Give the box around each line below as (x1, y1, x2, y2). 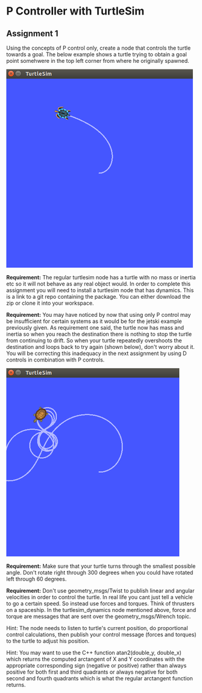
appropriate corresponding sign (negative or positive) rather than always (6, 662, 187, 669)
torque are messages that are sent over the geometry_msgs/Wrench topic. (6, 613, 191, 620)
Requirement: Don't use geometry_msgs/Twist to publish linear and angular (6, 587, 195, 594)
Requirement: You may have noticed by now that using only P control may (6, 311, 191, 318)
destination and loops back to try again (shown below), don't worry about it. (6, 343, 195, 350)
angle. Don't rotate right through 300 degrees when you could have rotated (6, 569, 194, 576)
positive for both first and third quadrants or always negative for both (6, 668, 178, 675)
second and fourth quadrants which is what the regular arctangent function (6, 675, 193, 682)
